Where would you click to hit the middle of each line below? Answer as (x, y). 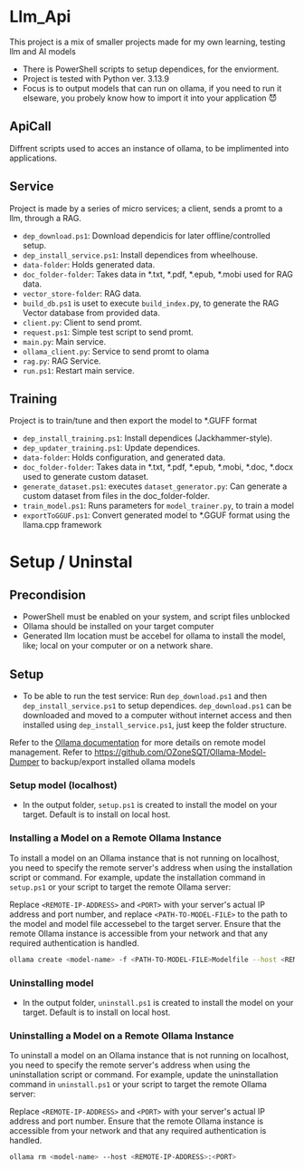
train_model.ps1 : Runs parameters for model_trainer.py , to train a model (158, 506)
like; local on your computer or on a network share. (118, 646)
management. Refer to (51, 752)
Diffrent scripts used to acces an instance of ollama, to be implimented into (149, 148)
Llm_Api (40, 17)
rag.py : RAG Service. (62, 361)
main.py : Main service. (64, 341)
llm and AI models (43, 51)
